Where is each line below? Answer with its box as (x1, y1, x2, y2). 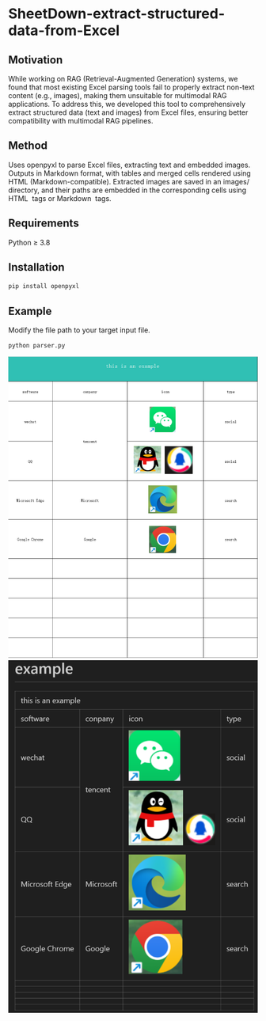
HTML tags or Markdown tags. (8, 193, 112, 203)
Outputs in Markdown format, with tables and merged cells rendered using (8, 168, 251, 178)
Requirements (8, 217, 79, 230)
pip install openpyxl (8, 283, 80, 290)
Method (8, 139, 48, 153)
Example (8, 304, 52, 317)
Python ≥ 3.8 (8, 237, 51, 247)
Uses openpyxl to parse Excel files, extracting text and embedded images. (8, 160, 251, 169)
